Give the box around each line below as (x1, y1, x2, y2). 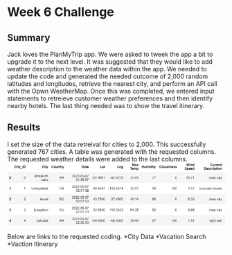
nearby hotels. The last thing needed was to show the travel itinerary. (7, 102, 205, 109)
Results (7, 122, 41, 134)
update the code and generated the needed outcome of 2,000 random (7, 72, 208, 80)
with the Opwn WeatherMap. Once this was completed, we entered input (7, 87, 215, 95)
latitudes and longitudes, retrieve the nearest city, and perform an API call (7, 80, 217, 87)
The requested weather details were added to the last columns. (7, 155, 188, 163)
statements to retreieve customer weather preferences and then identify (7, 94, 213, 103)
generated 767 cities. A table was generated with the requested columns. (7, 147, 217, 156)
